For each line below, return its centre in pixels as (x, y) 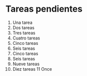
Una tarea (22, 22)
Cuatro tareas (26, 38)
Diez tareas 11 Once (32, 69)
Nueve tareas (26, 64)
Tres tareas (24, 33)
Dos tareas (23, 27)
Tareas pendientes (44, 9)
